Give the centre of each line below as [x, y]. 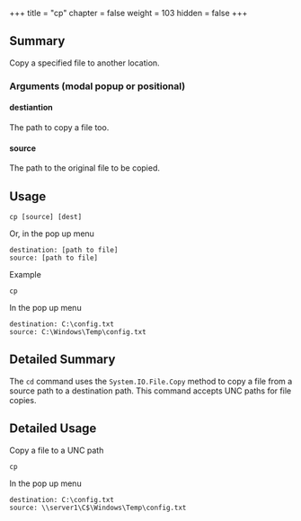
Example [26, 274]
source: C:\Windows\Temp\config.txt [78, 331]
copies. [23, 400]
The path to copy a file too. [59, 127]
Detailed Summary [62, 360]
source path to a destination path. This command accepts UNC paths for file [150, 391]
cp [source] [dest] [46, 216]
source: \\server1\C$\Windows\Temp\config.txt [98, 508]
